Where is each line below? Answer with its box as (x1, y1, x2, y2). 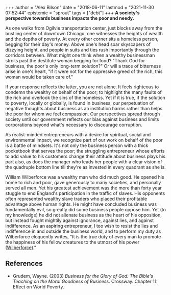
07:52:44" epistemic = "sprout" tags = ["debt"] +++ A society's (5, 10, 140, 16)
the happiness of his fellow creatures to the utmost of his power (5, 239, 140, 245)
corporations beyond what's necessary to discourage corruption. (5, 122, 142, 128)
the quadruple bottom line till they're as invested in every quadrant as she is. (5, 164, 166, 170)
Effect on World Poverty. (12, 283, 65, 290)
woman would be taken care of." (5, 74, 73, 80)
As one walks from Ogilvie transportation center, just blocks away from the (5, 25, 162, 31)
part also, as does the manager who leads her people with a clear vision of (5, 159, 162, 165)
